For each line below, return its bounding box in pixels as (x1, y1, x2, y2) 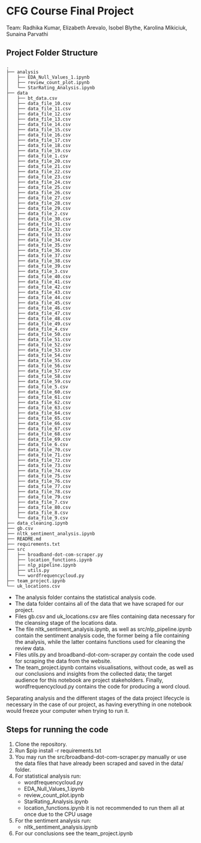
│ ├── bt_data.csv (6, 95, 58, 101)
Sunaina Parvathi (6, 30, 49, 37)
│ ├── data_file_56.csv (6, 363, 71, 369)
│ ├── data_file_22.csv (6, 168, 71, 174)
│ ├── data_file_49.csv (6, 321, 71, 327)
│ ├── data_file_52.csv (6, 342, 71, 348)
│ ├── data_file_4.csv (6, 326, 68, 332)
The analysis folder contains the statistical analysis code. (14, 594, 157, 601)
